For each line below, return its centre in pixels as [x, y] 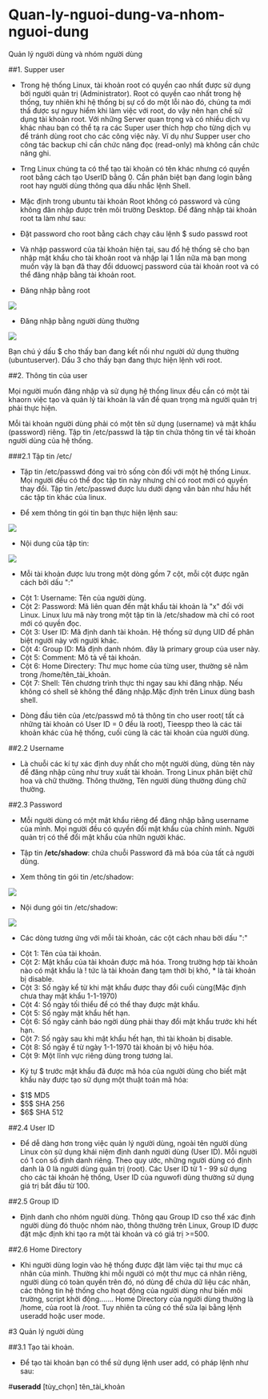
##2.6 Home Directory [45, 1249]
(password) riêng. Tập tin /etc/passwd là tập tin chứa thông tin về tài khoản [132, 432]
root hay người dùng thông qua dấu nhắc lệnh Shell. [105, 185]
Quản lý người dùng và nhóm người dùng [75, 54]
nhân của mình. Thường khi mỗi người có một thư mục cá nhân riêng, [134, 1273]
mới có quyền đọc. [50, 623]
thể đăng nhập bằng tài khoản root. [78, 275]
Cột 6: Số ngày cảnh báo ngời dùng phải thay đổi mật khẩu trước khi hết [138, 1021]
